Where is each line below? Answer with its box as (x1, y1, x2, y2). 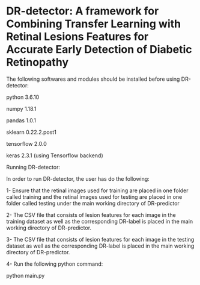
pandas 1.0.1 (6, 116, 36, 124)
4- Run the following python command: (6, 260, 103, 268)
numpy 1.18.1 (6, 105, 37, 112)
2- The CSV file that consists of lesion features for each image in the (6, 211, 176, 218)
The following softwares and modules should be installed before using (6, 75, 180, 83)
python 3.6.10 (6, 93, 40, 101)
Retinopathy (6, 55, 69, 69)
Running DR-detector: (6, 163, 61, 171)
